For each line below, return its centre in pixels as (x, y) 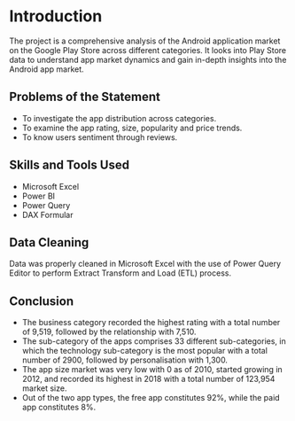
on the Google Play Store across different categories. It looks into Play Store (147, 50)
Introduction (56, 16)
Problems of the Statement (85, 97)
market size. (44, 388)
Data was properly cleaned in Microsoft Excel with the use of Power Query (145, 264)
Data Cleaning (49, 242)
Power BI (39, 196)
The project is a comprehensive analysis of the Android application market (145, 41)
